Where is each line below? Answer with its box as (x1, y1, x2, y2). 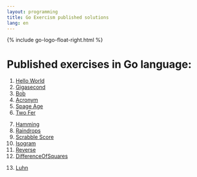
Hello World (15, 77, 45, 85)
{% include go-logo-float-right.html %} (7, 37, 104, 44)
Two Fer (15, 109, 36, 116)
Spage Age (15, 103, 44, 110)
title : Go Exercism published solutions (7, 14, 110, 20)
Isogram (15, 140, 37, 147)
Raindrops (15, 127, 41, 134)
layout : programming (7, 8, 59, 15)
